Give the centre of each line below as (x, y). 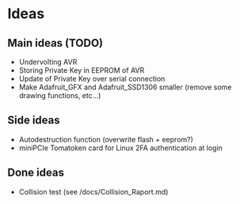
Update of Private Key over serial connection (92, 79)
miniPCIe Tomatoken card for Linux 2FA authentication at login (121, 148)
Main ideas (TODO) (55, 43)
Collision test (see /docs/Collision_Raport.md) (93, 191)
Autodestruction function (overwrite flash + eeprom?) (106, 139)
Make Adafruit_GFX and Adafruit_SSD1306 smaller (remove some (125, 87)
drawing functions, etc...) (60, 95)
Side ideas (34, 121)
